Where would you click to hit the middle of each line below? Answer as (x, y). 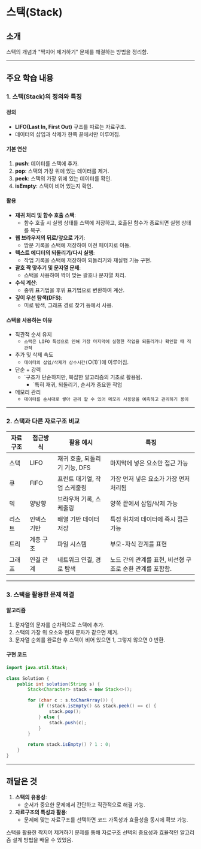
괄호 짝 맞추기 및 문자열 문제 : (48, 267)
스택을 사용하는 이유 (29, 320)
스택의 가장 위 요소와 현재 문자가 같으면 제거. (67, 632)
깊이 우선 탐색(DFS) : (39, 297)
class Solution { (28, 678)
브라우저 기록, (76, 499)
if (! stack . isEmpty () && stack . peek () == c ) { (97, 706)
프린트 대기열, (76, 479)
